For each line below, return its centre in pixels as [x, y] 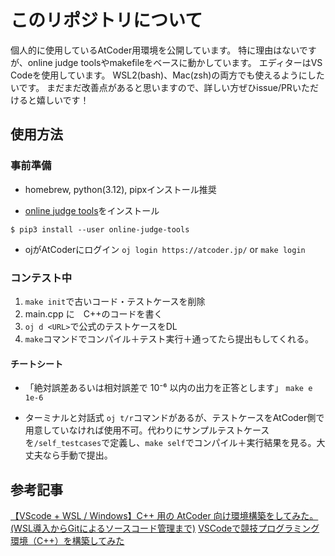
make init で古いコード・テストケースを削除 [115, 301]
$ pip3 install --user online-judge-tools [100, 229]
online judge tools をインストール [92, 210]
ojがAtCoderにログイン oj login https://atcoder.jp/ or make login [165, 249]
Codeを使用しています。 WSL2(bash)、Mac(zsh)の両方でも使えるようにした [167, 75]
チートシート [36, 363]
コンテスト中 [41, 278]
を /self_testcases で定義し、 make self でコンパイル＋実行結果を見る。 [170, 443]
